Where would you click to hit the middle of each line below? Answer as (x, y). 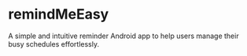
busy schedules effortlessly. (54, 44)
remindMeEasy (59, 14)
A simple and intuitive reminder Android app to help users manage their (124, 36)
